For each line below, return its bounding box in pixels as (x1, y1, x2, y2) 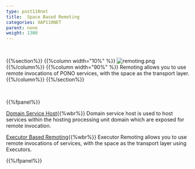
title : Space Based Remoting (6, 14, 80, 20)
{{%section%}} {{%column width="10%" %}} (6, 58, 116, 65)
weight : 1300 (6, 30, 38, 36)
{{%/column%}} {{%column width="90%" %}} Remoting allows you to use (6, 64, 186, 71)
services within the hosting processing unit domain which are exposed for (6, 116, 184, 123)
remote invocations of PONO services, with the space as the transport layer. (6, 70, 190, 77)
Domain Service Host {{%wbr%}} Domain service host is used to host (6, 110, 173, 117)
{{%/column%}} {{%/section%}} (6, 76, 85, 83)
